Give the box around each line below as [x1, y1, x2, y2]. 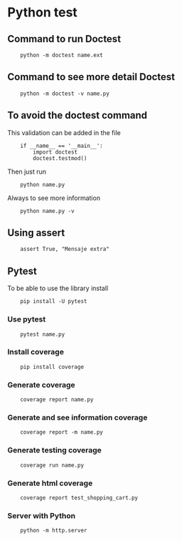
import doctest [33, 148, 78, 156]
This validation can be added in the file [7, 128, 121, 137]
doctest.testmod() [33, 154, 87, 162]
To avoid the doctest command [7, 109, 148, 121]
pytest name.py [20, 330, 65, 338]
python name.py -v [20, 207, 75, 214]
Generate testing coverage [7, 445, 102, 455]
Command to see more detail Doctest [7, 71, 176, 83]
